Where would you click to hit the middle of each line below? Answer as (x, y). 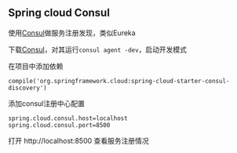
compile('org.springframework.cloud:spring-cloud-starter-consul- (119, 81)
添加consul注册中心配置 (46, 103)
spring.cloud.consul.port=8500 (59, 125)
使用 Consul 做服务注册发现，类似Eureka (72, 33)
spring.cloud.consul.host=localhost (68, 118)
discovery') (27, 88)
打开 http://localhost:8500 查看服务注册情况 (78, 140)
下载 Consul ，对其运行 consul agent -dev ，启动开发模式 (97, 49)
